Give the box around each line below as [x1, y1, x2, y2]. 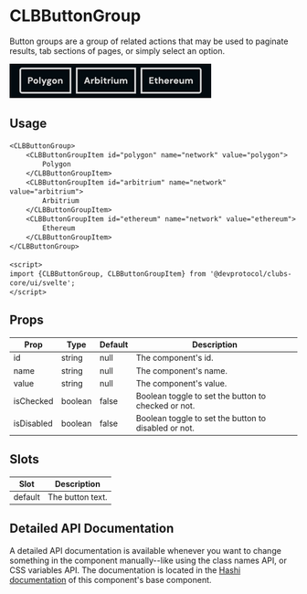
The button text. [48, 492, 108, 503]
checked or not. [135, 400, 196, 411]
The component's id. [135, 353, 214, 364]
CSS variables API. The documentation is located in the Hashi [9, 564, 241, 576]
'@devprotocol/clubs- [209, 269, 292, 279]
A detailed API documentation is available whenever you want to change [9, 545, 281, 556]
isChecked [13, 395, 54, 407]
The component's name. [135, 365, 228, 376]
